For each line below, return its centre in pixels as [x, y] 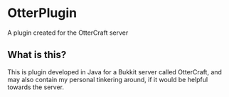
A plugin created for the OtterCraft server [68, 33]
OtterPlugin [42, 13]
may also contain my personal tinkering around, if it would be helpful [108, 79]
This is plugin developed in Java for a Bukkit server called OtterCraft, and [115, 72]
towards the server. [36, 87]
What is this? [37, 55]
